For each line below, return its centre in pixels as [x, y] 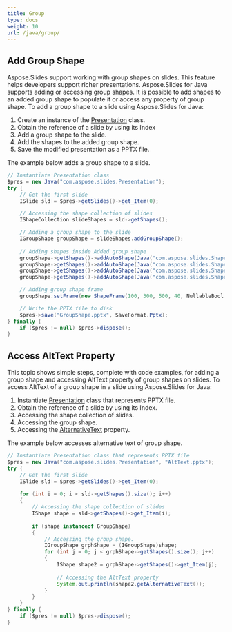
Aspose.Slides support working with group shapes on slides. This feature [111, 77]
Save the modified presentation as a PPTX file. [83, 150]
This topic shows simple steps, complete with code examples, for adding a [113, 373]
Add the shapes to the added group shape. [78, 142]
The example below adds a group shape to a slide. [79, 163]
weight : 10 [23, 26]
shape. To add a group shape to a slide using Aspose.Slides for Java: [105, 107]
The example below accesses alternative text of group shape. [95, 443]
